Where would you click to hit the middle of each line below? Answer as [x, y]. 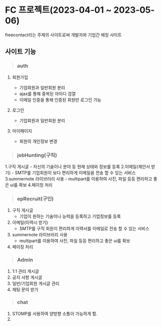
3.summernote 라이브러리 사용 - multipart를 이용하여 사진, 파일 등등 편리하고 [79, 179]
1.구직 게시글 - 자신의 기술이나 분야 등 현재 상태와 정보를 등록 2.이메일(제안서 [78, 166]
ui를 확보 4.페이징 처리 [31, 185]
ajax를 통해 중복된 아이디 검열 [47, 94]
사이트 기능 [21, 52]
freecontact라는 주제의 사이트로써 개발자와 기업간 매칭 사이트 [63, 35]
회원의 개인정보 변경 [38, 141]
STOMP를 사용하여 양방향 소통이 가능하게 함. [55, 313]
